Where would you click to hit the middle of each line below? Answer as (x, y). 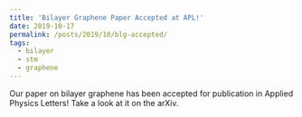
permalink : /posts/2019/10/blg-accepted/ (89, 34)
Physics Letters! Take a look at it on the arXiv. (94, 103)
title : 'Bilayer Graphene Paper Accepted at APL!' (107, 18)
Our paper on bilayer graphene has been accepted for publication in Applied (151, 93)
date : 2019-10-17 (42, 26)
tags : (19, 43)
